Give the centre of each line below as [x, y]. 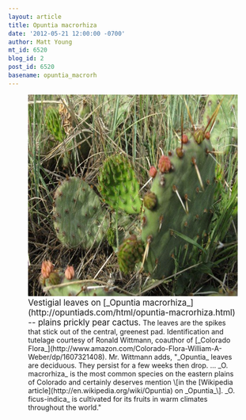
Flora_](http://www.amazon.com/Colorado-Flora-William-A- [125, 348]
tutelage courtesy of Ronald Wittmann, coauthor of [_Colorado [129, 340]
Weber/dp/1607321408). [68, 357]
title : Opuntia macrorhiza [53, 25]
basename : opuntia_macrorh [53, 75]
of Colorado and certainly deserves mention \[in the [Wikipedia [131, 382]
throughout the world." [65, 407]
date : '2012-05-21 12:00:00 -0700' [67, 33]
